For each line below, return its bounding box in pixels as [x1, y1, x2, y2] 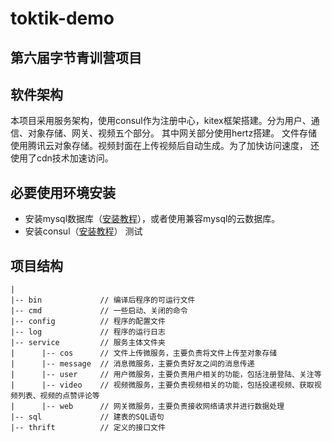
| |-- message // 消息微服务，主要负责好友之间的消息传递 [10, 359, 255, 369]
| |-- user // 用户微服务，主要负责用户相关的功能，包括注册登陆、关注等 [10, 370, 322, 380]
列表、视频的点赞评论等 [17, 391, 100, 401]
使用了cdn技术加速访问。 [10, 152, 114, 164]
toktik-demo [10, 7, 115, 30]
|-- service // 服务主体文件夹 [10, 338, 166, 348]
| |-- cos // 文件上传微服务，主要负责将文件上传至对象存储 [10, 348, 278, 359]
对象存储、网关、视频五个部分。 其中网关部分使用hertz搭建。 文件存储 [27, 127, 318, 139]
